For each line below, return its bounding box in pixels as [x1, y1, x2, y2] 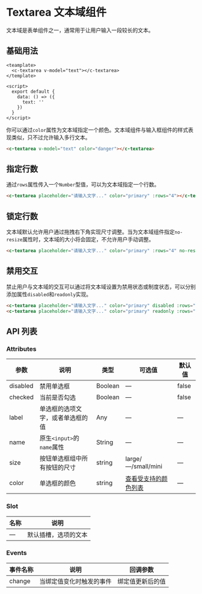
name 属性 [39, 443, 64, 451]
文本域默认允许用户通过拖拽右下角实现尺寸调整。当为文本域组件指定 [6, 228, 175, 235]
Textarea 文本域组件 [6, 5, 107, 19]
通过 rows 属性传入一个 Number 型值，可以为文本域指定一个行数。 [6, 181, 160, 188]
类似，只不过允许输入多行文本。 [11, 134, 91, 141]
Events [6, 549, 27, 557]
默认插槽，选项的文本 [27, 530, 88, 539]
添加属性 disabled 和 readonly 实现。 [6, 290, 92, 298]
